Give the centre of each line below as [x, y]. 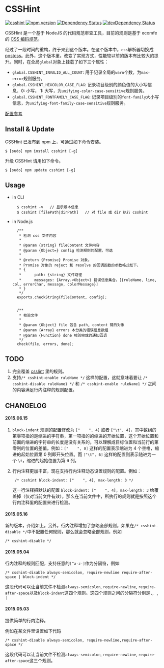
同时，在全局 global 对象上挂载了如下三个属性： [61, 62]
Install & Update [30, 129]
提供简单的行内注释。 [27, 620]
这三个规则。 [42, 660]
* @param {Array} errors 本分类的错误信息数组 [64, 330]
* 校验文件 [28, 315]
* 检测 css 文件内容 [38, 236]
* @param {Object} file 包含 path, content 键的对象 [72, 325]
